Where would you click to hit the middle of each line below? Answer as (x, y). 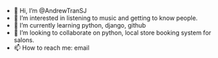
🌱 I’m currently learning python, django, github (80, 25)
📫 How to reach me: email (51, 48)
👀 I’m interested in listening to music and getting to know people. (106, 18)
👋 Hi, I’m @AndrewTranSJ (50, 11)
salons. (24, 40)
